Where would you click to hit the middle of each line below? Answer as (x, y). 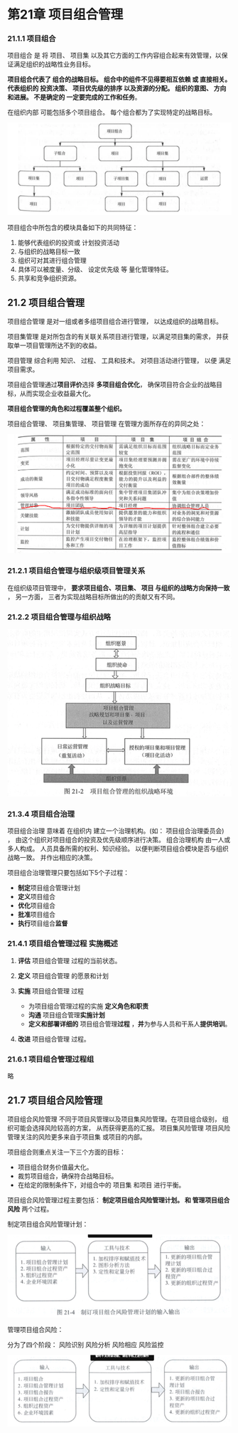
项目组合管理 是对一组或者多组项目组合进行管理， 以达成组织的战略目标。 (115, 321)
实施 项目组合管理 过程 (50, 991)
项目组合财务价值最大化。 (55, 1167)
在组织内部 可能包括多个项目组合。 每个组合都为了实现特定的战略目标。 (112, 112)
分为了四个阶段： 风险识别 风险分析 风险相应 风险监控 (86, 1344)
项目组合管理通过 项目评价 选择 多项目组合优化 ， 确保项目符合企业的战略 (112, 384)
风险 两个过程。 (30, 1209)
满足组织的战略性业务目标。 (54, 64)
